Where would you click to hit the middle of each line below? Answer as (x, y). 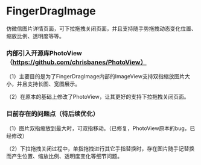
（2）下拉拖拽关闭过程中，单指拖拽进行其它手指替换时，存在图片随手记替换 (101, 148)
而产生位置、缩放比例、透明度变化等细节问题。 (64, 156)
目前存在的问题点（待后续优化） (53, 114)
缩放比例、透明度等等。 (35, 36)
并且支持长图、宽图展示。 (48, 84)
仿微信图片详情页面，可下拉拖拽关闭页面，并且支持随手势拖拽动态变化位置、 (101, 28)
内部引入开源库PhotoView (44, 53)
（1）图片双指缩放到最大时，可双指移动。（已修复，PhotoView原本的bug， (98, 128)
